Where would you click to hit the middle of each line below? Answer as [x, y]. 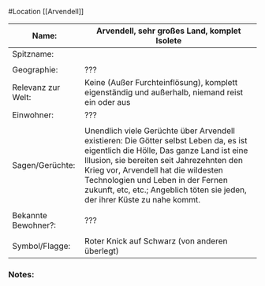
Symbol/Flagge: [41, 246]
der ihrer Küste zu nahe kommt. [142, 200]
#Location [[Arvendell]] [46, 11]
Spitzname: [33, 54]
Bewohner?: [34, 225]
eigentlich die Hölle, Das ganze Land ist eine [166, 150]
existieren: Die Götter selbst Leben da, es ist [166, 141]
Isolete [169, 41]
